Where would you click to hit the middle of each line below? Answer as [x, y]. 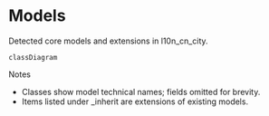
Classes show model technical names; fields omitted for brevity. [141, 92]
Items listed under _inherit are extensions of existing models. [135, 101]
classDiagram [33, 57]
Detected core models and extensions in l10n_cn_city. [109, 41]
